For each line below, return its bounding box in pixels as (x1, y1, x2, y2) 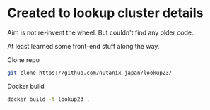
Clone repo (7, 55, 40, 64)
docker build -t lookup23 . (7, 95, 91, 103)
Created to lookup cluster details (7, 5, 204, 21)
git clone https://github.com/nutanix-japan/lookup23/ (7, 69, 173, 76)
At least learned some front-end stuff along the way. (7, 42, 160, 50)
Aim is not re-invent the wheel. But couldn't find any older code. (7, 28, 194, 37)
